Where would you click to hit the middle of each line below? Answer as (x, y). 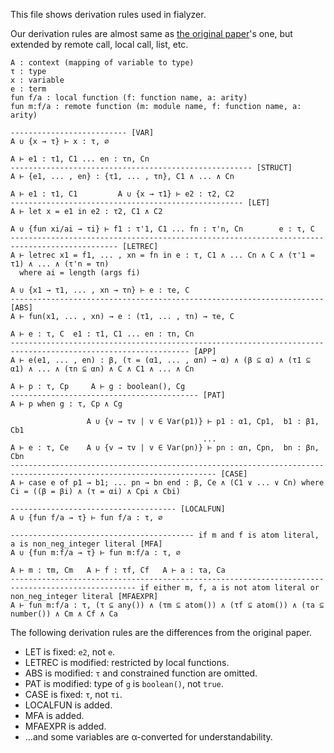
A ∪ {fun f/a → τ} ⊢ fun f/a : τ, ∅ (86, 518)
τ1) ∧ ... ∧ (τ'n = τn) (60, 264)
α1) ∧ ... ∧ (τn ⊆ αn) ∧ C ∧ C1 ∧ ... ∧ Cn (102, 369)
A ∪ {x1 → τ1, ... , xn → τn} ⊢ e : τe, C (100, 290)
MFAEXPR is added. (65, 726)
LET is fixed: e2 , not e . (70, 652)
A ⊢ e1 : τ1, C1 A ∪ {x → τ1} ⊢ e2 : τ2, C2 (122, 194)
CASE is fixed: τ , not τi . (73, 694)
